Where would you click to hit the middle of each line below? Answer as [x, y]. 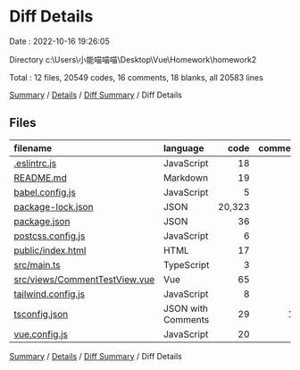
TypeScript [187, 265]
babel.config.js [45, 192]
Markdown [186, 178]
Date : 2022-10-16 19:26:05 [59, 41]
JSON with [186, 308]
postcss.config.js [50, 236]
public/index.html [50, 250]
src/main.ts [37, 265]
